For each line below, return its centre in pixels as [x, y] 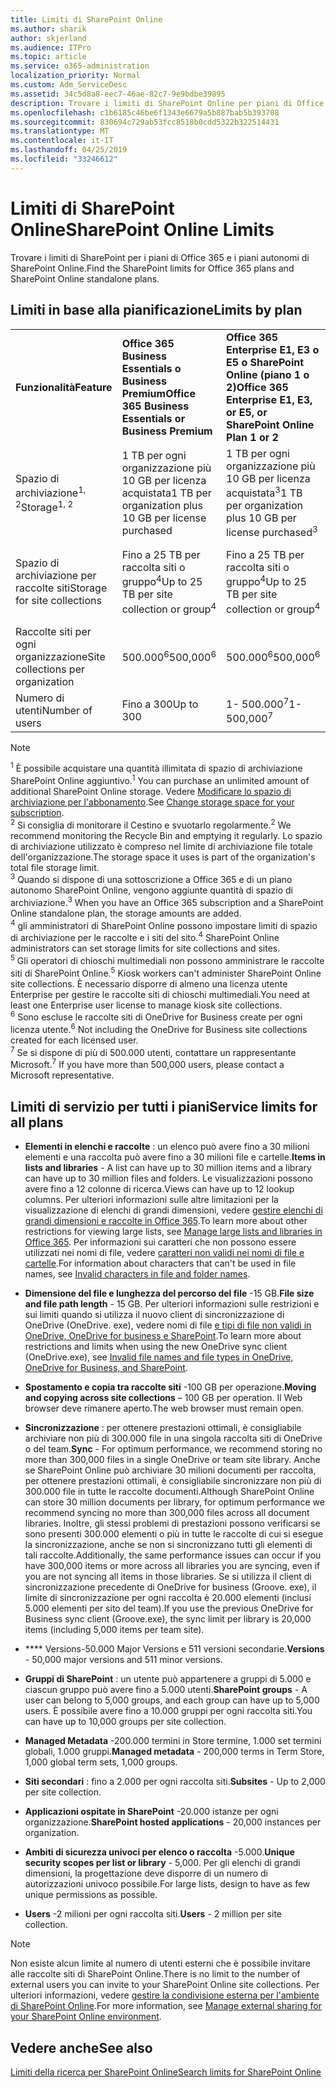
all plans [37, 1122]
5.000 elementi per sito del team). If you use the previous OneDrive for [169, 1608]
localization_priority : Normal [75, 76]
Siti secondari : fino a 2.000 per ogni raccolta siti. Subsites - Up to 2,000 [175, 1782]
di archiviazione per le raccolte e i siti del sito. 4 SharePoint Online [145, 937]
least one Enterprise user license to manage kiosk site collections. [146, 1005]
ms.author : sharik [48, 29]
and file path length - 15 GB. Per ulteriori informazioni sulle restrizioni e [172, 1304]
